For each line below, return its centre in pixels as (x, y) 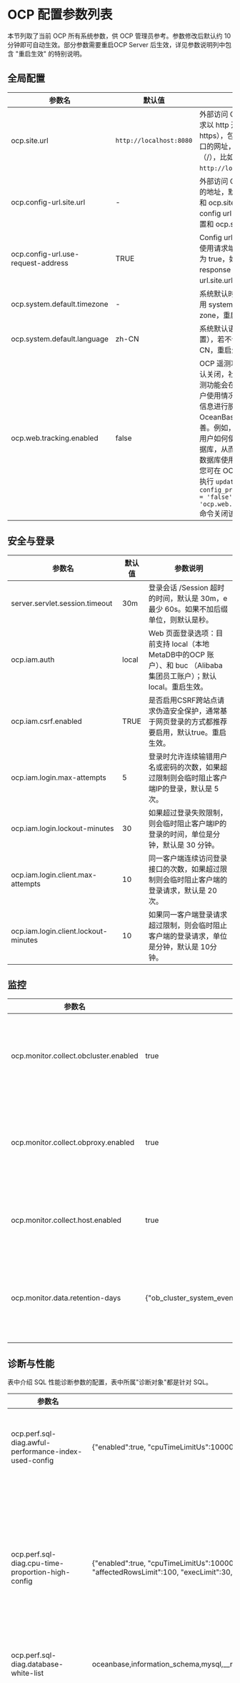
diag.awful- (31, 1443)
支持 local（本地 (182, 644)
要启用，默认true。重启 (188, 732)
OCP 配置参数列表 (60, 15)
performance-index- (47, 1451)
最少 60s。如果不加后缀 (189, 609)
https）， (213, 135)
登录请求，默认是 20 (183, 890)
